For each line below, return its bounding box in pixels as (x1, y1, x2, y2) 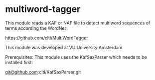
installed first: (5, 59, 33, 65)
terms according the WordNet (5, 25, 66, 31)
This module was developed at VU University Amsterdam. (5, 44, 124, 50)
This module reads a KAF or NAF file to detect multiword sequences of (5, 20, 151, 26)
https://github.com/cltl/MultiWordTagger (5, 35, 88, 41)
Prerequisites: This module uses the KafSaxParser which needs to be (5, 54, 147, 60)
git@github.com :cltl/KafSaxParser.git (5, 69, 81, 75)
